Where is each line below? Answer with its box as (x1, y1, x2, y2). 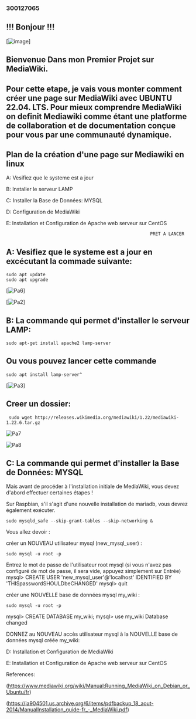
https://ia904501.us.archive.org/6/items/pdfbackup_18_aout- (8, 700, 154, 707)
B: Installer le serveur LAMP (6, 186, 73, 193)
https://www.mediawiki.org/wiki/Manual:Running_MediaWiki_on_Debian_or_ (8, 682, 190, 690)
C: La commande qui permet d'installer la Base (6, 458, 180, 468)
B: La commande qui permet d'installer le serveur (6, 316, 190, 325)
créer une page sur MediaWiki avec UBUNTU (6, 93, 173, 103)
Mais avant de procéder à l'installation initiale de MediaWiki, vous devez (6, 483, 180, 490)
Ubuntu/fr (6, 689, 30, 696)
